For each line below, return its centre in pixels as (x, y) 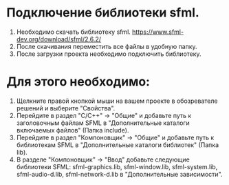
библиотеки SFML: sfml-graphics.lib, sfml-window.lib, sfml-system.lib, (117, 166)
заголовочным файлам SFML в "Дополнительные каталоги (103, 123)
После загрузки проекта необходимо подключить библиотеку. (109, 54)
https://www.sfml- (158, 32)
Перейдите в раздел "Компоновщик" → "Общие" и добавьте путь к (115, 137)
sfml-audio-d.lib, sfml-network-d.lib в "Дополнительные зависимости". (119, 174)
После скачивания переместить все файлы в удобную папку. (107, 46)
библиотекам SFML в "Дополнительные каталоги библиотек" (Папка (118, 145)
